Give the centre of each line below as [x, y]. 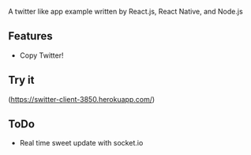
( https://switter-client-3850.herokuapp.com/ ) [82, 99]
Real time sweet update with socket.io [81, 143]
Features [30, 36]
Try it [21, 80]
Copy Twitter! [42, 55]
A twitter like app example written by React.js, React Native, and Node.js [126, 11]
